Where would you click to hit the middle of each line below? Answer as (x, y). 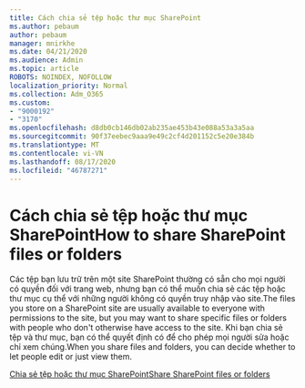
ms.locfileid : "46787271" (58, 170)
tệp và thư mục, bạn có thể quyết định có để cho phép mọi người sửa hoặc (149, 337)
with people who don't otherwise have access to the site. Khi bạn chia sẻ (147, 328)
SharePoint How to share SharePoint (147, 235)
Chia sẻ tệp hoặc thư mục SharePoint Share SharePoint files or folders (140, 374)
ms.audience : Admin (46, 60)
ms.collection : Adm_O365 (56, 94)
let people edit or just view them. (71, 357)
